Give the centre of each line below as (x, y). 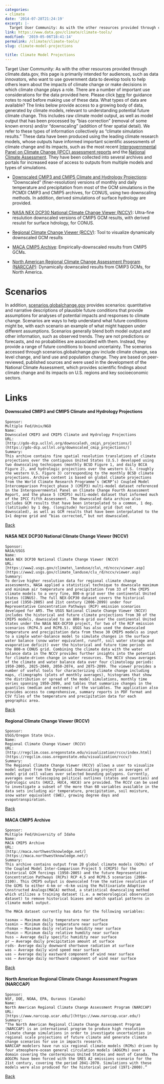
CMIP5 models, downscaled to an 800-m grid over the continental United (81, 619)
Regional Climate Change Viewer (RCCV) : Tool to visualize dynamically (83, 232)
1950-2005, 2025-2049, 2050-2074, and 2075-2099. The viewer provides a (81, 666)
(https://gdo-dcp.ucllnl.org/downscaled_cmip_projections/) (68, 447)
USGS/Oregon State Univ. (30, 736)
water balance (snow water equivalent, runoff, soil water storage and (79, 641)
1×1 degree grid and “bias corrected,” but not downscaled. (68, 516)
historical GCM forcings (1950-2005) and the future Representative (76, 873)
